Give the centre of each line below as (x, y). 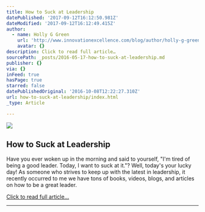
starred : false (26, 86)
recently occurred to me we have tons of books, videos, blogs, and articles (100, 178)
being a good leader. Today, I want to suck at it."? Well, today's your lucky (99, 166)
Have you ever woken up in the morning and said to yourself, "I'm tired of (98, 159)
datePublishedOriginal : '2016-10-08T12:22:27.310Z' (73, 92)
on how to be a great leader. (42, 185)
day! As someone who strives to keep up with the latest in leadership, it (96, 172)
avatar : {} (31, 46)
